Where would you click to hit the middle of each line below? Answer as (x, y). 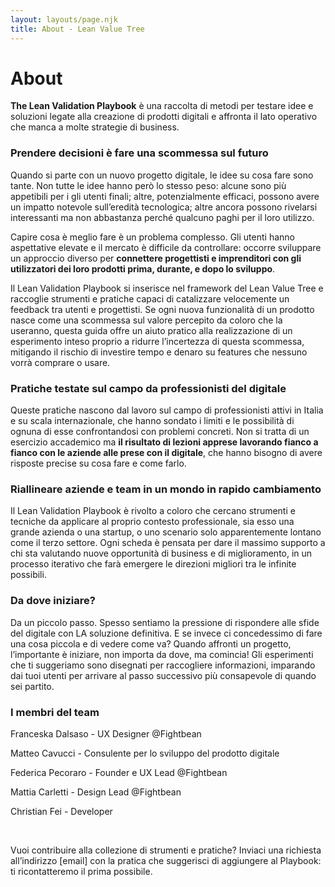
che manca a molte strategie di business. (95, 127)
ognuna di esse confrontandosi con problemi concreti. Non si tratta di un (160, 432)
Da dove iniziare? (53, 601)
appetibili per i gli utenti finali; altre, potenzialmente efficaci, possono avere (165, 196)
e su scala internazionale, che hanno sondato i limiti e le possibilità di (152, 421)
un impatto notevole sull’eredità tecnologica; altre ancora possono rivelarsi (164, 207)
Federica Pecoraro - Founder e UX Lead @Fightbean (119, 772)
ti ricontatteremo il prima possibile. (81, 871)
